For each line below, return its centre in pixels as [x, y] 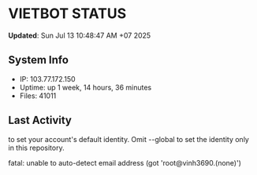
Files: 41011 [38, 96]
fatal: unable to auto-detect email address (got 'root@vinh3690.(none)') [125, 162]
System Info [39, 60]
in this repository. [36, 148]
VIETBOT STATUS [67, 14]
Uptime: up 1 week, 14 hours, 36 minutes [86, 87]
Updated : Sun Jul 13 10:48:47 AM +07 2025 [80, 35]
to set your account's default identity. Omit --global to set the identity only [129, 139]
